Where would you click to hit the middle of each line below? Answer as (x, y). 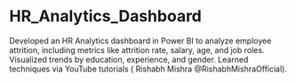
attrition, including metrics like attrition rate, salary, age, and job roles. (137, 49)
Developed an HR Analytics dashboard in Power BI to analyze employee (140, 41)
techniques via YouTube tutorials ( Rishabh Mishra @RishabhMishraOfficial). (148, 69)
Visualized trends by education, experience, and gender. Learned (129, 59)
